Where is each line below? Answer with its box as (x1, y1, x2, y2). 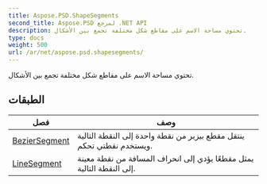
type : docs (8, 33, 44, 42)
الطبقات (8, 93, 45, 107)
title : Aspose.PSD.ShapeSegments (8, 11, 119, 20)
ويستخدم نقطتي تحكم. (77, 140, 153, 151)
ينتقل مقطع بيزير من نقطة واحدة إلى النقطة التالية (77, 130, 245, 141)
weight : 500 (8, 41, 48, 49)
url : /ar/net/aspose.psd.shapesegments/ (8, 48, 145, 56)
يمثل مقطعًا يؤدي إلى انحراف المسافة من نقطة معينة (77, 152, 254, 163)
